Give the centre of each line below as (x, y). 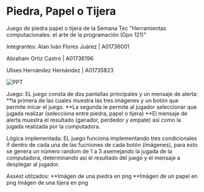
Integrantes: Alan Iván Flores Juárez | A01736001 (68, 46)
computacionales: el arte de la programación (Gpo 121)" (76, 34)
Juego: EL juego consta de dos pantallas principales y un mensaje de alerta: (102, 94)
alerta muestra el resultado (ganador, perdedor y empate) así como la (94, 120)
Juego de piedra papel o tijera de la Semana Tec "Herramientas (86, 28)
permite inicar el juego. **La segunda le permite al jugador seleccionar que (102, 107)
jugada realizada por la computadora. (53, 126)
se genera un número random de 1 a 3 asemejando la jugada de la (89, 151)
